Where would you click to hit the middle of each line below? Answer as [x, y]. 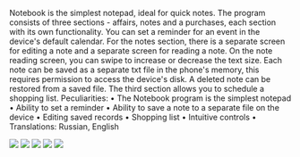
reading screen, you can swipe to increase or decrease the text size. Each [146, 60]
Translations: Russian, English [64, 127]
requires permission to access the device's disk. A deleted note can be [140, 79]
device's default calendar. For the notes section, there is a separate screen [147, 41]
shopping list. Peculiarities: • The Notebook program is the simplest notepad [150, 98]
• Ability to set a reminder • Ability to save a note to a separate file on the [145, 107]
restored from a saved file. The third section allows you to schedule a [137, 89]
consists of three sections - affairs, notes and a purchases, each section [143, 22]
